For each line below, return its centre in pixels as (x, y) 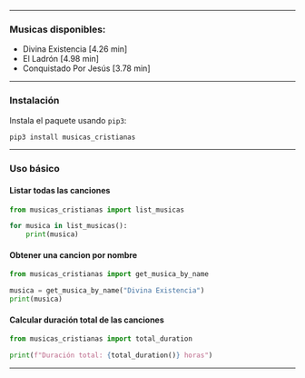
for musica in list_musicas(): (69, 226)
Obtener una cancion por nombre (74, 254)
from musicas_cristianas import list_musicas (97, 210)
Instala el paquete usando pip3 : (68, 120)
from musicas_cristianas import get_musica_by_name (109, 274)
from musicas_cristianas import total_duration (101, 339)
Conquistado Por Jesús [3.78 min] (86, 68)
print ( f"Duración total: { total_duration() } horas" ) (111, 355)
